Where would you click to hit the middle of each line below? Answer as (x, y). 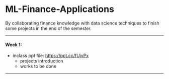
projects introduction (42, 61)
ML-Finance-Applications (60, 9)
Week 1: (14, 44)
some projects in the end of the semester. (48, 28)
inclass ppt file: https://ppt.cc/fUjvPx (51, 55)
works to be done (38, 66)
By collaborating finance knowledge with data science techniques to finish (82, 23)
